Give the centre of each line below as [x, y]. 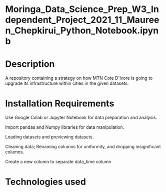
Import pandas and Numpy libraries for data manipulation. [65, 127]
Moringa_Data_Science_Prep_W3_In [82, 9]
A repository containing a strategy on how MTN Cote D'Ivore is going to [79, 78]
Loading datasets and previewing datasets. [49, 137]
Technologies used [46, 182]
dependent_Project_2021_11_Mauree [82, 20]
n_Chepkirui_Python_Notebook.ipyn [82, 31]
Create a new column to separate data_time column [58, 162]
